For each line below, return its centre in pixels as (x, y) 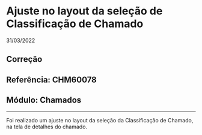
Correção (24, 59)
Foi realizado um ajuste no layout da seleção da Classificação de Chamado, (100, 120)
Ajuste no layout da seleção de (84, 11)
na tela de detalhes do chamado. (47, 127)
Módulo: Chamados (44, 100)
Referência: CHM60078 (52, 79)
